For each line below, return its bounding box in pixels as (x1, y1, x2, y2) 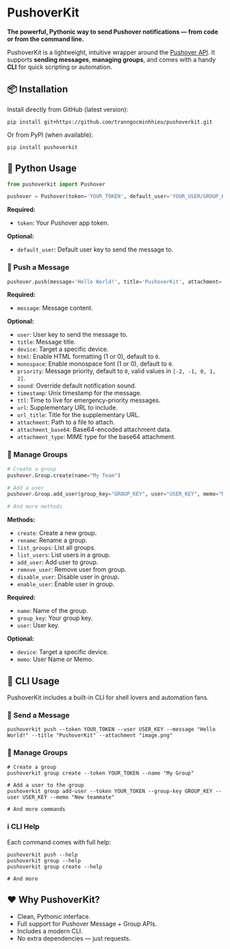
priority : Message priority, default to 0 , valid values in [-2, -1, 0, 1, (16, 367, 216, 375)
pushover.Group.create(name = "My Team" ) (7, 472, 121, 479)
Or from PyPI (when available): (7, 131, 94, 139)
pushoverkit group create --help (7, 863, 103, 870)
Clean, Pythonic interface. (16, 912, 91, 920)
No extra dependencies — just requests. (16, 934, 131, 942)
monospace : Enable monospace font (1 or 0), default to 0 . (16, 359, 174, 368)
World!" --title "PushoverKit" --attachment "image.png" (7, 732, 173, 739)
